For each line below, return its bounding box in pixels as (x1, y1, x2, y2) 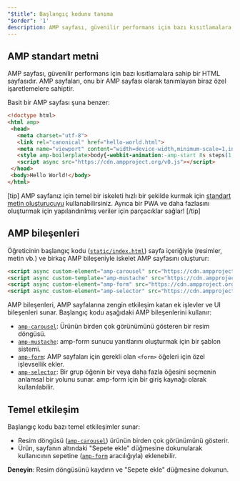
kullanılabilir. (17, 383, 55, 392)
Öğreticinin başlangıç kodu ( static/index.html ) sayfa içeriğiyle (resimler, (7, 246, 223, 254)
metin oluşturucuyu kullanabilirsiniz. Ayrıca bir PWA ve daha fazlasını (7, 199, 210, 207)
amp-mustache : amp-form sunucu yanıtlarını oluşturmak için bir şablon (17, 337, 221, 346)
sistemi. (17, 344, 41, 354)
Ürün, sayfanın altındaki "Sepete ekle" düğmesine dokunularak (17, 444, 203, 452)
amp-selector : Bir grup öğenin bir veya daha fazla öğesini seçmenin (17, 367, 216, 376)
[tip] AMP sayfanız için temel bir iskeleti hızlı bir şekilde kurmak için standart (7, 191, 231, 200)
